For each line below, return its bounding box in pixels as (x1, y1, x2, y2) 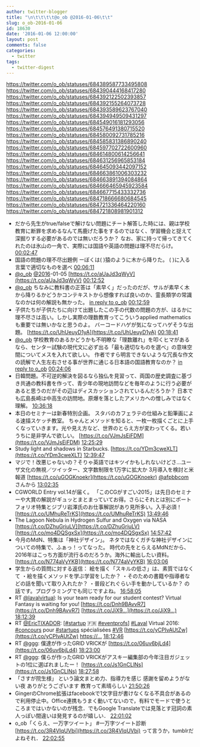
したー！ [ (58, 661, 83, 668)
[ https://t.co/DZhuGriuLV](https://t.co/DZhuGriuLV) (14, 523, 140, 530)
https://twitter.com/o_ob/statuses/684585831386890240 (6, 138, 147, 145)
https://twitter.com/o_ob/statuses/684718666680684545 (6, 195, 147, 202)
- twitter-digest (11, 64, 55, 71)
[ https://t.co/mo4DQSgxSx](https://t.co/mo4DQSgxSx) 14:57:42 (14, 529, 172, 537)
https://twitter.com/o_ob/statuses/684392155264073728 (6, 100, 146, 107)
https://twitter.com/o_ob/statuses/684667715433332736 (6, 189, 146, 196)
